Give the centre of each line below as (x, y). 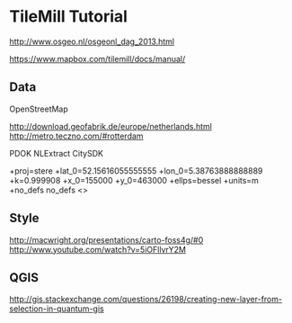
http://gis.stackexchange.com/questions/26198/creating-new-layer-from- (146, 300)
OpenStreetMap (39, 109)
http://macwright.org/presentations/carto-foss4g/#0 (106, 239)
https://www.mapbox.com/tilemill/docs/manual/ (97, 58)
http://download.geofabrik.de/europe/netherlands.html (111, 126)
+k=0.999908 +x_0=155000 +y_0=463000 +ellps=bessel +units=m (134, 180)
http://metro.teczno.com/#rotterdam (76, 136)
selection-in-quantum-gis (57, 309)
